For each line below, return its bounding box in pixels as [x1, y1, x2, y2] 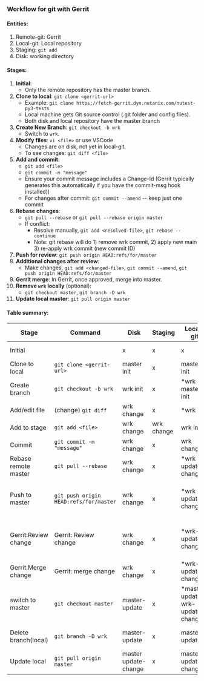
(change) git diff [54, 406, 107, 414]
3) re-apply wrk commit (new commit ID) [33, 245, 136, 252]
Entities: [7, 20, 28, 27]
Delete [10, 628, 29, 637]
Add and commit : [15, 156, 60, 163]
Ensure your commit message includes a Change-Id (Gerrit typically [24, 175, 194, 183]
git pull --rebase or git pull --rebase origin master [24, 214, 163, 221]
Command [70, 328, 101, 337]
